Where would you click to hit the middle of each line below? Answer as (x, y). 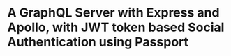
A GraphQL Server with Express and (113, 13)
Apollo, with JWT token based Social (116, 27)
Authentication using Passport (98, 42)
